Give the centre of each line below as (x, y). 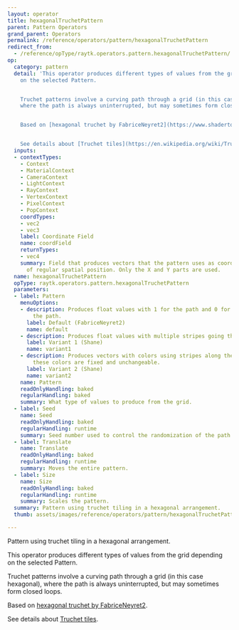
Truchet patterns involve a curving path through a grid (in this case (106, 576)
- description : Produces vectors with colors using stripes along (121, 356)
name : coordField (46, 243)
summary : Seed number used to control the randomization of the (117, 435)
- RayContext (39, 190)
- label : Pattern (39, 296)
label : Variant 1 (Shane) (64, 342)
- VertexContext (44, 197)
